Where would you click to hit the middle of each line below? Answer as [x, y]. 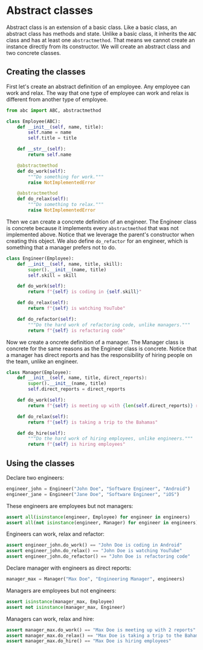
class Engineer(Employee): [40, 258]
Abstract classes [50, 11]
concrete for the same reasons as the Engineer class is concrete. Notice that [101, 349]
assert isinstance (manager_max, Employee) [60, 602]
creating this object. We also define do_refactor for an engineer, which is [97, 241]
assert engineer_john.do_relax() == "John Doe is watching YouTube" [94, 551]
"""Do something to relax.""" [66, 205]
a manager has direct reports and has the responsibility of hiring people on [99, 355]
